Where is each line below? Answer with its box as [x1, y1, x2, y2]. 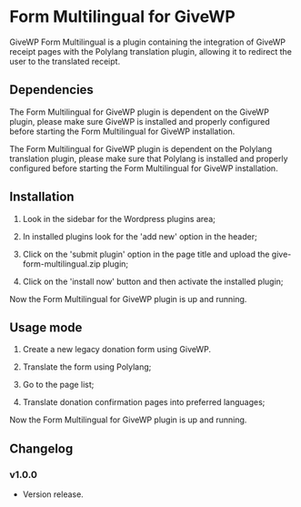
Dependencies [9, 82, 94, 97]
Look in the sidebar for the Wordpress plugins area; [22, 213, 216, 224]
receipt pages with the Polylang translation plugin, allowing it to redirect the [9, 46, 293, 56]
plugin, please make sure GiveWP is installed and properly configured [9, 116, 270, 127]
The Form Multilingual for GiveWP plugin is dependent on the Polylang [9, 143, 273, 154]
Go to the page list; [22, 380, 95, 390]
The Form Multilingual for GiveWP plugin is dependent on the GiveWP [9, 106, 270, 117]
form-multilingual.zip [22, 258, 102, 269]
